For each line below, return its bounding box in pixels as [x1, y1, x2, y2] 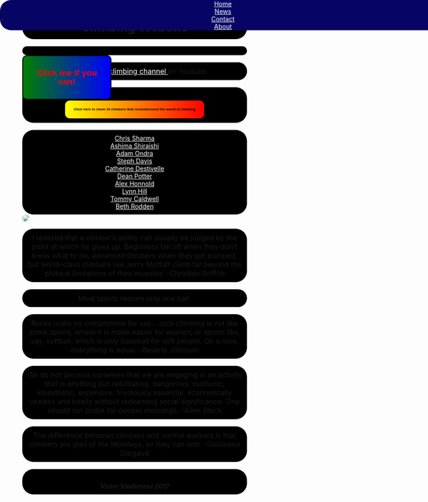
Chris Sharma [114, 134, 155, 142]
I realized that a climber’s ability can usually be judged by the [32, 233, 238, 243]
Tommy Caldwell [110, 194, 160, 203]
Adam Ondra [116, 150, 153, 158]
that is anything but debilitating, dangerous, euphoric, [44, 379, 225, 389]
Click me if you [36, 68, 98, 78]
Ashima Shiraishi [110, 142, 160, 150]
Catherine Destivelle [104, 164, 165, 173]
